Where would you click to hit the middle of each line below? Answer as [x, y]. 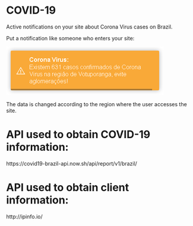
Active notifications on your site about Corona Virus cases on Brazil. [89, 27]
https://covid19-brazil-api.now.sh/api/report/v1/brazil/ [72, 163]
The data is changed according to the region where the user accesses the [96, 104]
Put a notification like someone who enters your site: [70, 38]
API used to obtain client [68, 188]
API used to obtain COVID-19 [78, 135]
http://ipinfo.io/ [24, 217]
